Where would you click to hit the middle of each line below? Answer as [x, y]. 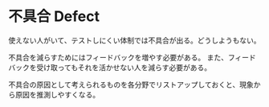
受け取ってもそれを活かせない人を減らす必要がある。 [124, 67]
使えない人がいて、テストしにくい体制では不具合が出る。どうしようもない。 [134, 40]
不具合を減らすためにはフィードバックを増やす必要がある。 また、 [118, 57]
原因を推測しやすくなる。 [57, 94]
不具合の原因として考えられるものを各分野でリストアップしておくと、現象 [131, 84]
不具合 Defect [54, 16]
